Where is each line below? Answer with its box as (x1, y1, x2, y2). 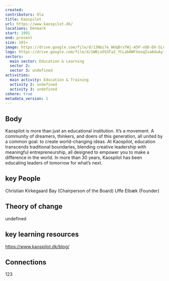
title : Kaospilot (5, 17, 42, 22)
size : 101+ (5, 40, 28, 45)
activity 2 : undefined (10, 82, 57, 87)
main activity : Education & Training (10, 77, 89, 82)
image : (5, 45, 19, 50)
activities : (5, 73, 30, 78)
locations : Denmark (5, 26, 46, 31)
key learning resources (5, 230, 79, 239)
